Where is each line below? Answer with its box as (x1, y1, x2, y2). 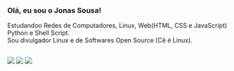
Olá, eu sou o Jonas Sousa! (7, 6, 102, 15)
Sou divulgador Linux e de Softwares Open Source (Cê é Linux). (7, 36, 193, 45)
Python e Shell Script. (7, 29, 70, 37)
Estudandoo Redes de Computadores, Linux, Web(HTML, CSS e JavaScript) (7, 22, 228, 30)
